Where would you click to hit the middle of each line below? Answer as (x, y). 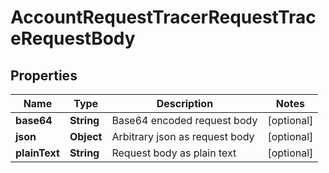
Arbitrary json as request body (183, 136)
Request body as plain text (174, 153)
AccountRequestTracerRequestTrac (163, 17)
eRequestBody (73, 38)
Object (86, 136)
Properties (44, 75)
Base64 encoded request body (184, 120)
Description (185, 103)
